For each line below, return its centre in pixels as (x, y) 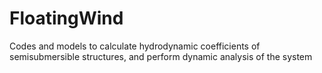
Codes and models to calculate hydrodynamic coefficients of (135, 46)
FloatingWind (66, 18)
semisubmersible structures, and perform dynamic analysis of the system (161, 56)
